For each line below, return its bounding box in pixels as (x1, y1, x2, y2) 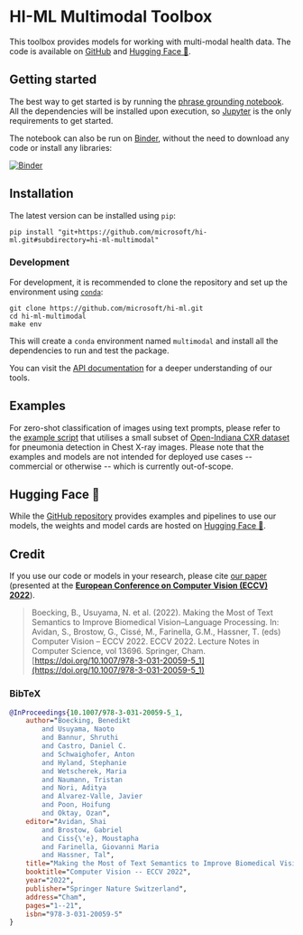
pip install (9, 228, 54, 237)
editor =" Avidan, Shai (25, 817, 106, 826)
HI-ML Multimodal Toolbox (9, 6, 213, 27)
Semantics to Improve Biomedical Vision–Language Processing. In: (31, 617, 280, 628)
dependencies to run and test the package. (9, 345, 170, 356)
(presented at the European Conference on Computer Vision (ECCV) (9, 580, 269, 591)
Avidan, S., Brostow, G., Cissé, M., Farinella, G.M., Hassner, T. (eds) (31, 626, 281, 638)
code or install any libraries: (9, 142, 113, 153)
